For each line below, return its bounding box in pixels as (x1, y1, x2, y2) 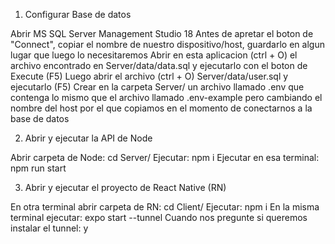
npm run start (10, 162, 67, 174)
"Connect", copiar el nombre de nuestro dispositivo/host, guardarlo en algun (10, 39, 325, 50)
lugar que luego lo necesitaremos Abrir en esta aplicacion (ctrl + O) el (10, 49, 298, 61)
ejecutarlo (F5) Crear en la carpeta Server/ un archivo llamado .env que (10, 81, 305, 93)
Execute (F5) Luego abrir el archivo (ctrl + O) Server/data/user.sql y (10, 70, 289, 82)
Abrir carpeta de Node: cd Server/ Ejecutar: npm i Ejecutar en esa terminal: (10, 152, 320, 163)
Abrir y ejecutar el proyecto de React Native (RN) (24, 182, 227, 193)
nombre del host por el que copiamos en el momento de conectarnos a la (10, 102, 313, 114)
